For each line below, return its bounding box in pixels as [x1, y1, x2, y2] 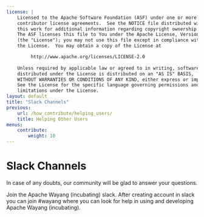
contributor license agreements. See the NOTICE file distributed [17, 20, 191, 26]
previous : [6, 105, 32, 111]
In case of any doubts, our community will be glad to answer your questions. [6, 179, 198, 186]
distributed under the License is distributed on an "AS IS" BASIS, [17, 71, 194, 77]
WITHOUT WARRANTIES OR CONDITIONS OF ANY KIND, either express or [17, 77, 189, 83]
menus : [6, 122, 23, 128]
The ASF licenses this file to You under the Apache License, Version [17, 32, 200, 38]
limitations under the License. [17, 88, 99, 94]
